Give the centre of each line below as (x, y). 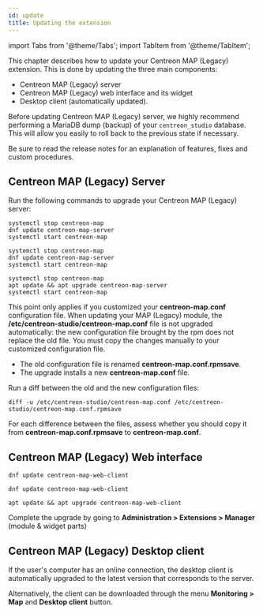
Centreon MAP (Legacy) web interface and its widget (106, 92)
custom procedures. (41, 157)
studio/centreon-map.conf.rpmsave (65, 410)
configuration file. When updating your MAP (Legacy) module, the (115, 316)
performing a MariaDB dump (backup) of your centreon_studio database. (127, 125)
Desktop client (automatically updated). (84, 101)
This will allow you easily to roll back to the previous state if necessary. (124, 133)
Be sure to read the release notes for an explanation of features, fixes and (128, 148)
